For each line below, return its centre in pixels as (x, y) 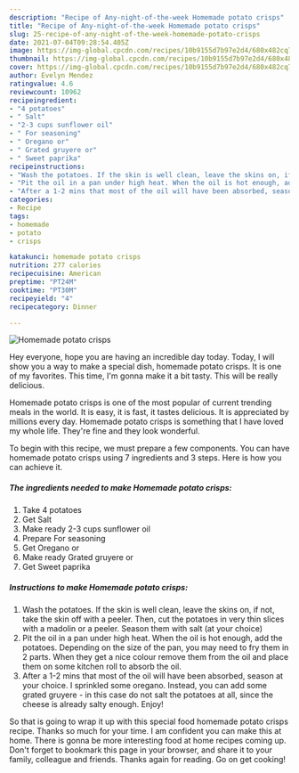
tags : (19, 216)
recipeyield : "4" (41, 298)
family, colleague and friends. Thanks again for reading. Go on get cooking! (148, 760)
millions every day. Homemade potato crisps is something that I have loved (146, 422)
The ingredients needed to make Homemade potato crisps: (121, 487)
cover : (21, 68)
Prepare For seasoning (64, 539)
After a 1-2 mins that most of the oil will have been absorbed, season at (152, 676)
